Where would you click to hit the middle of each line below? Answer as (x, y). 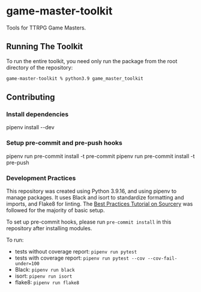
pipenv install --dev (31, 127)
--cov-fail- (162, 258)
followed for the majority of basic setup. (55, 210)
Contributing (31, 97)
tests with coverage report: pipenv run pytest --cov (80, 258)
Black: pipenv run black (45, 269)
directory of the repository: (40, 67)
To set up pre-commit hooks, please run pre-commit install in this (89, 222)
